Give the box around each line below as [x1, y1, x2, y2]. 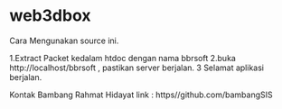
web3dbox [9, 5, 91, 26]
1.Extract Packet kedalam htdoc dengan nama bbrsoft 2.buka [9, 52, 237, 63]
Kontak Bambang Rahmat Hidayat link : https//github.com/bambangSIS [9, 89, 273, 100]
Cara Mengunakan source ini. [9, 35, 119, 46]
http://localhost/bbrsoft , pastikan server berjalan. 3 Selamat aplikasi [9, 62, 265, 73]
